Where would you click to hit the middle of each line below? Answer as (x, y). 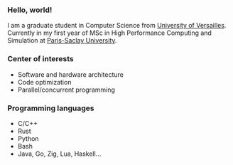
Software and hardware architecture (71, 74)
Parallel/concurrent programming (66, 90)
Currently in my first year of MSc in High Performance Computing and (109, 33)
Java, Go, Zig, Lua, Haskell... (59, 154)
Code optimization (44, 82)
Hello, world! (30, 10)
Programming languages (51, 108)
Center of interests (40, 59)
